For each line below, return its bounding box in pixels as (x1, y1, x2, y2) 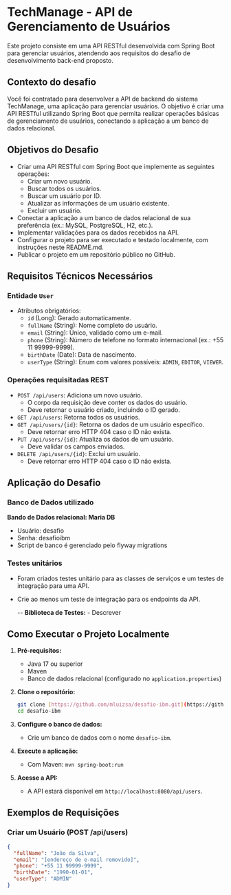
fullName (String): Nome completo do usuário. (27, 322, 158, 330)
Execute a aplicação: (16, 747, 78, 756)
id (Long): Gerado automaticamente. (27, 314, 132, 322)
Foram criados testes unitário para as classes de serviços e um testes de (16, 574, 224, 582)
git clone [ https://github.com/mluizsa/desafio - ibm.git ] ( (16, 701, 187, 708)
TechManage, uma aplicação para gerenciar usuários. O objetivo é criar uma (7, 101, 224, 110)
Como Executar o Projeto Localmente (7, 628, 170, 640)
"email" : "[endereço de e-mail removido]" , (13, 856, 140, 863)
